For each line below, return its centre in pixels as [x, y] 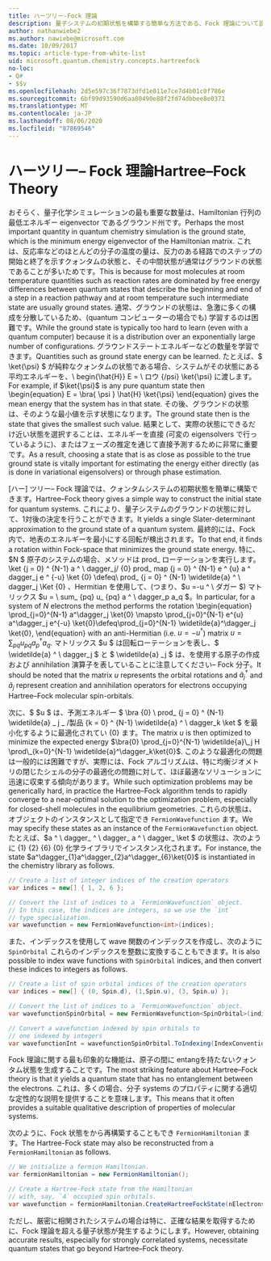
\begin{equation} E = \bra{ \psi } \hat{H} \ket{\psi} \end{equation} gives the [134, 394]
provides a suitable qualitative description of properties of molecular [122, 1107]
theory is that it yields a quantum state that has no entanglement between [131, 1079]
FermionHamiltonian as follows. [60, 1152]
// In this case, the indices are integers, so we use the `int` [120, 910]
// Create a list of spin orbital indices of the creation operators [128, 984]
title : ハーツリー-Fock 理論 [53, 16]
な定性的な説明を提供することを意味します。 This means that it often [121, 1099]
